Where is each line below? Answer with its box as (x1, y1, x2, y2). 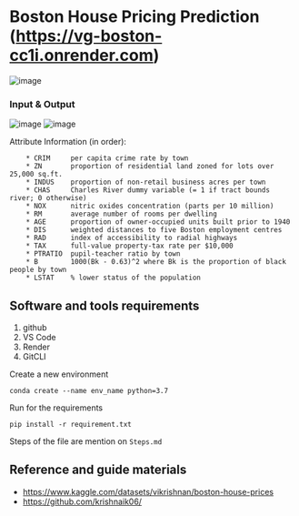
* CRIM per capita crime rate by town (25, 154, 189, 163)
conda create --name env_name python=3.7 (9, 387, 169, 396)
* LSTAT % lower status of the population (25, 273, 202, 283)
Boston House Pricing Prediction (9, 6, 260, 27)
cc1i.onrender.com (9, 46, 154, 66)
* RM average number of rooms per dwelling (25, 209, 218, 219)
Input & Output (9, 97, 75, 110)
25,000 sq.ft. (9, 170, 64, 179)
